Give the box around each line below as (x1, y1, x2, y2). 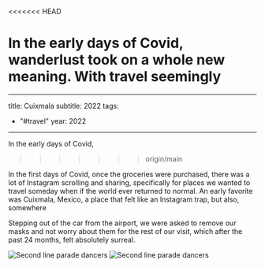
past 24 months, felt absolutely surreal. (8, 235, 136, 244)
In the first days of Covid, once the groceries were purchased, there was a (8, 169, 250, 179)
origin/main (145, 154, 183, 164)
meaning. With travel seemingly (8, 68, 222, 86)
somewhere (8, 202, 47, 212)
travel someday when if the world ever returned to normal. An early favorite (8, 186, 253, 195)
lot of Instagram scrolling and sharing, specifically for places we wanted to (8, 177, 251, 187)
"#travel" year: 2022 (19, 116, 87, 125)
